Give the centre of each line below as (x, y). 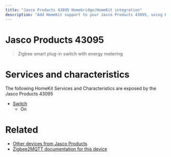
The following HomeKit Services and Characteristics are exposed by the (81, 88)
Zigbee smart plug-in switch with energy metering (70, 54)
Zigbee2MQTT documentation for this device (60, 149)
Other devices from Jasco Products (50, 144)
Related (22, 130)
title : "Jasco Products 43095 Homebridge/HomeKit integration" (74, 10)
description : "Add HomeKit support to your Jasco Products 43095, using (84, 15)
